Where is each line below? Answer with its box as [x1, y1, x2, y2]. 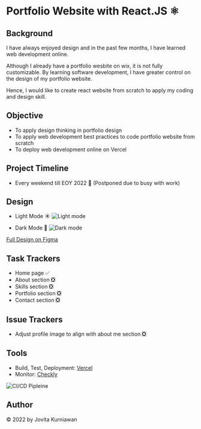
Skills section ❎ [14, 283, 54, 290]
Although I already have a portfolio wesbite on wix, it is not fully [6, 62, 163, 69]
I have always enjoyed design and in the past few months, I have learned [6, 44, 186, 51]
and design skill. [6, 93, 47, 100]
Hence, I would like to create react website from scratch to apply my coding [6, 87, 194, 94]
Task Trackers [6, 253, 61, 263]
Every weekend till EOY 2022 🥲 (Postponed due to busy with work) [14, 179, 180, 186]
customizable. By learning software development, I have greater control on [6, 69, 191, 76]
